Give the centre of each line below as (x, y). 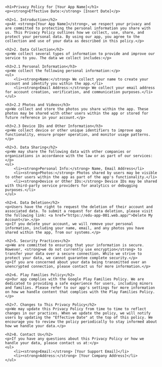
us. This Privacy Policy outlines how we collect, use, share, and (75, 33)
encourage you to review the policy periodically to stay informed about (81, 322)
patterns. (141, 135)
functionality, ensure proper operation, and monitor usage (67, 135)
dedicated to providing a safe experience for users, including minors (79, 283)
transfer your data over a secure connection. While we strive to (73, 254)
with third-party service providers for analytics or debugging (71, 186)
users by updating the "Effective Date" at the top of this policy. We (79, 317)
